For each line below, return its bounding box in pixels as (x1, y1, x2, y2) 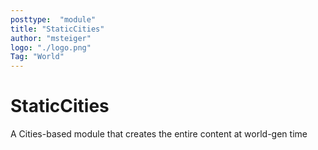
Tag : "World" (10, 52, 65, 62)
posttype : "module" (10, 14, 97, 25)
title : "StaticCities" (10, 24, 105, 34)
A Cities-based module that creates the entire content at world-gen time (10, 128, 308, 140)
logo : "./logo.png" (10, 42, 92, 53)
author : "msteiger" (10, 33, 92, 43)
